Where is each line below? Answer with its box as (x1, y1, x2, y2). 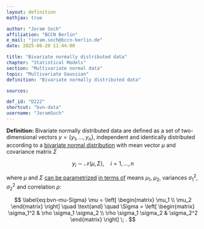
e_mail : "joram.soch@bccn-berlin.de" (6, 37, 103, 43)
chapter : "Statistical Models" (6, 59, 86, 66)
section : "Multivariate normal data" (6, 65, 103, 71)
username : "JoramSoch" (6, 110, 64, 116)
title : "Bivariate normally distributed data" (6, 54, 127, 60)
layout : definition (6, 9, 56, 15)
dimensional (6, 133, 37, 141)
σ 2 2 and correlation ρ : (6, 182, 62, 192)
